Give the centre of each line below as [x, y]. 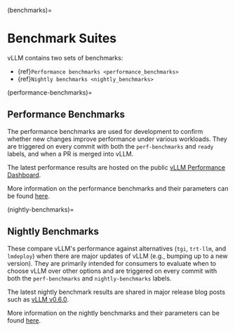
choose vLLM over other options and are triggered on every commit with [112, 271]
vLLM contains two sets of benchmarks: [65, 58]
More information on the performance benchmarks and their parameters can [118, 188]
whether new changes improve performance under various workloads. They [117, 139]
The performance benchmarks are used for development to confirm [105, 131]
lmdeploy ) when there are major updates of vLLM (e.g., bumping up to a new [117, 256]
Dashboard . [24, 175]
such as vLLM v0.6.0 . [38, 299]
